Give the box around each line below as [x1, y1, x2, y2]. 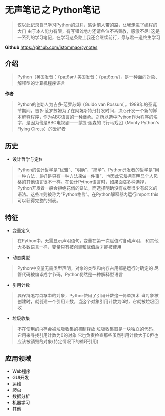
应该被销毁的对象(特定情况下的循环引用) [17, 338, 99, 345]
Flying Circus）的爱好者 [17, 126, 66, 132]
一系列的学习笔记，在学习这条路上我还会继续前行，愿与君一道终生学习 [17, 34, 161, 40]
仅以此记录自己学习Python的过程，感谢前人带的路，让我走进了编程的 [17, 22, 158, 28]
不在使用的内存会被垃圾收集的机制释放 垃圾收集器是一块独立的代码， [17, 326, 157, 332]
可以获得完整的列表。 [17, 197, 61, 203]
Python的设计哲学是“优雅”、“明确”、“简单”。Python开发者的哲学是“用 [17, 167, 160, 173]
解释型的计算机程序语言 [17, 80, 65, 86]
